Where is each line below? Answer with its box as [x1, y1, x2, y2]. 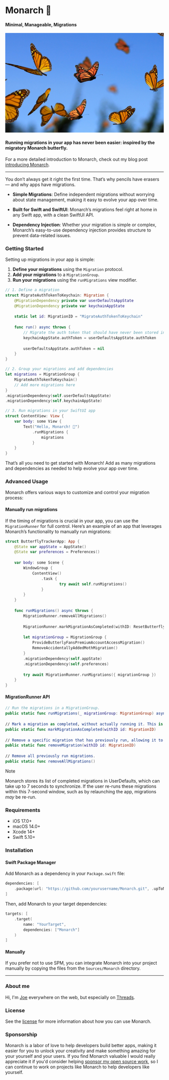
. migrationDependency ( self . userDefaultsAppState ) [5, 393, 112, 398]
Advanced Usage [5, 478, 48, 485]
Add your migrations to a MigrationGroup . [12, 272, 100, 278]
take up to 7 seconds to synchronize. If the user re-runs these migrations [5, 783, 157, 789]
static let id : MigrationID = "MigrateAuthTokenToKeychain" [14, 314, 143, 319]
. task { [41, 576, 57, 581]
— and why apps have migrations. [5, 182, 76, 188]
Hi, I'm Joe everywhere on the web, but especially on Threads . [5, 994, 135, 1000]
